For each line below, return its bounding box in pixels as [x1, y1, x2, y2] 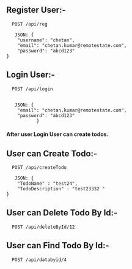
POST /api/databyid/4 [12, 256, 67, 263]
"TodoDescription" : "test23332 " [17, 186, 105, 192]
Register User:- [6, 5, 66, 15]
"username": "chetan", [17, 37, 75, 43]
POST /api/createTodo [12, 165, 67, 171]
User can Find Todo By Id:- [6, 240, 110, 251]
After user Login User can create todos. [6, 131, 109, 138]
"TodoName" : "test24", [17, 181, 78, 187]
